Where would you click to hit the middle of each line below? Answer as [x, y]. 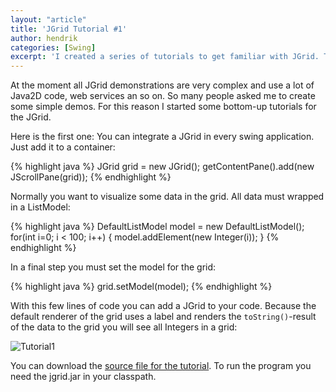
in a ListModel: [40, 207]
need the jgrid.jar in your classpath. [83, 377]
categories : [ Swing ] [53, 47]
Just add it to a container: [63, 147]
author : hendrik [44, 38]
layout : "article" [48, 19]
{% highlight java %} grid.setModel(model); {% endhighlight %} [141, 287]
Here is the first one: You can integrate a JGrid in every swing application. [162, 137]
